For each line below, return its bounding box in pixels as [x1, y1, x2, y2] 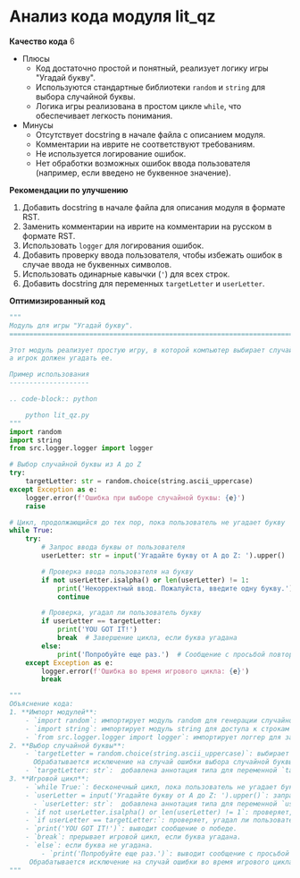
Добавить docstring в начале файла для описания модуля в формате [21, 201, 286, 212]
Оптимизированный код [9, 295, 105, 306]
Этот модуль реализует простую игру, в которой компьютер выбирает [9, 345, 266, 354]
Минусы [21, 119, 54, 131]
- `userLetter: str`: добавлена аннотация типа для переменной [32, 799, 278, 808]
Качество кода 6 [9, 36, 75, 47]
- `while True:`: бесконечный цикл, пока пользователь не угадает [25, 782, 278, 791]
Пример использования [9, 370, 90, 379]
